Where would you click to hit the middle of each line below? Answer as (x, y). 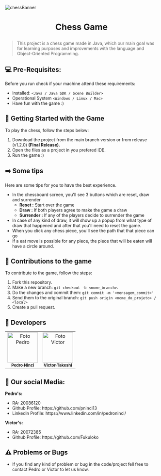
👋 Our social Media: (35, 382)
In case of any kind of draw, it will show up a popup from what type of (82, 220)
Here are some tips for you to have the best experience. (61, 185)
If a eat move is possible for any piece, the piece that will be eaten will (82, 241)
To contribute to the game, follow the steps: (48, 273)
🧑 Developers (26, 322)
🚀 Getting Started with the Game (55, 119)
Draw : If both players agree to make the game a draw (73, 210)
